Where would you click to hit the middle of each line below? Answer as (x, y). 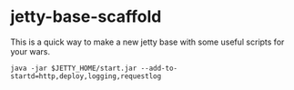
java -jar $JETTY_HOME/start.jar (74, 68)
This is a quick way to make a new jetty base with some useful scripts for (147, 42)
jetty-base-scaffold (86, 17)
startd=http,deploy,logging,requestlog (86, 76)
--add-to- (159, 68)
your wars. (30, 51)
